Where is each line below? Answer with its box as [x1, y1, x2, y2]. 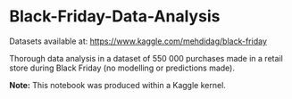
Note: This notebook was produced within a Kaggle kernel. [9, 79, 226, 90]
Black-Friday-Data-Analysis [9, 6, 221, 27]
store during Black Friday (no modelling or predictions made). [9, 62, 235, 73]
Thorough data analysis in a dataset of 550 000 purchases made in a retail [9, 53, 283, 63]
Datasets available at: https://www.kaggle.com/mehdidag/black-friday [9, 36, 268, 46]
